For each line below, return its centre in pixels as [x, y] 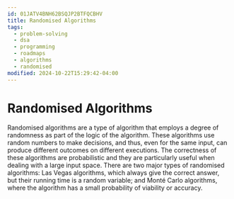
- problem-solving [41, 34]
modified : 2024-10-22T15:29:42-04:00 [63, 73]
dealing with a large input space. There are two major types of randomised [116, 165]
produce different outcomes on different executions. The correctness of [112, 150]
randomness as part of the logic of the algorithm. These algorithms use [111, 135]
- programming [34, 47]
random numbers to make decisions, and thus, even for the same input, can [117, 143]
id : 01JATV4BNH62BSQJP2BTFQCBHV [55, 14]
